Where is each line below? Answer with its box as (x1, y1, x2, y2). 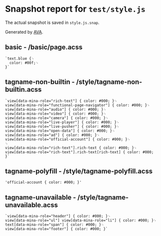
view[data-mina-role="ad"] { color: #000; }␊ (5, 133, 100, 138)
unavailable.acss (5, 201, 58, 209)
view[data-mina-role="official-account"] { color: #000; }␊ (5, 137, 131, 142)
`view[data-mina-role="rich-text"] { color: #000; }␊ (5, 98, 118, 103)
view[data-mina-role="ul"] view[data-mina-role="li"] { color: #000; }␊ (5, 218, 157, 223)
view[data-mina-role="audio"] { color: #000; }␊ (5, 107, 106, 112)
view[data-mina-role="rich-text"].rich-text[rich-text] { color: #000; (5, 150, 154, 155)
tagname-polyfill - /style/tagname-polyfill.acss (5, 167, 153, 175)
